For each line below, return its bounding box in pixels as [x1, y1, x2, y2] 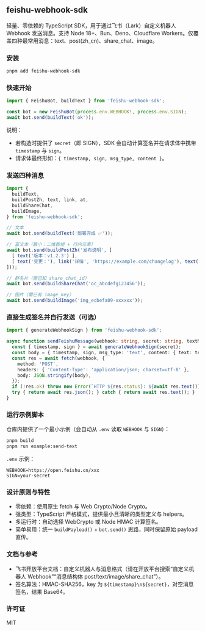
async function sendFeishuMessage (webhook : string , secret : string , [6, 338, 184, 344]
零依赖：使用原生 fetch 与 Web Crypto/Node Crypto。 [15, 503, 151, 510]
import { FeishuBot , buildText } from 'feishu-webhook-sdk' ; [6, 98, 165, 104]
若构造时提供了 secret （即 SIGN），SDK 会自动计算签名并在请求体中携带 [15, 139, 196, 146]
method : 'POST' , [17, 361, 59, 367]
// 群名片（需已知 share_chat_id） [6, 275, 90, 281]
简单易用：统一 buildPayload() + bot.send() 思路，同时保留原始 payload [15, 526, 198, 533]
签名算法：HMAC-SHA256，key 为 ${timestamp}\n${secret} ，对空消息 [15, 580, 194, 588]
